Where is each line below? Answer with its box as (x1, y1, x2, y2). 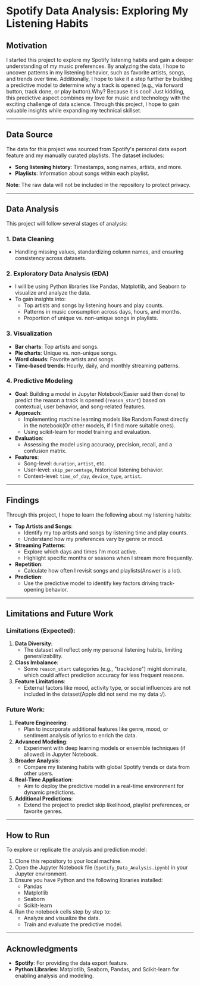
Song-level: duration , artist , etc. (23, 459, 106, 467)
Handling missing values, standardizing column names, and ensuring (14, 248, 184, 255)
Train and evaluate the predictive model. (23, 921, 123, 928)
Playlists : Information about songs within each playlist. (14, 170, 150, 177)
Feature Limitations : (14, 678, 65, 685)
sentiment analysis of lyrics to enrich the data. (23, 731, 137, 739)
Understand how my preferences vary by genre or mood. (23, 535, 164, 542)
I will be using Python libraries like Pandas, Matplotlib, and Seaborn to (14, 283, 186, 290)
